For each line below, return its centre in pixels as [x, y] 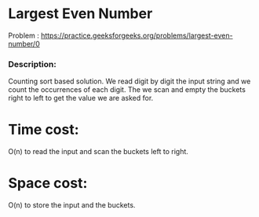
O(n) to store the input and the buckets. [72, 205]
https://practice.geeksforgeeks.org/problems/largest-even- [137, 35]
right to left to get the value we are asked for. [81, 98]
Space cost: [48, 184]
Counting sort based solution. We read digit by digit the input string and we [129, 81]
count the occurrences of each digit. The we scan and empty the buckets [127, 90]
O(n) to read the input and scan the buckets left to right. [98, 152]
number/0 [24, 43]
